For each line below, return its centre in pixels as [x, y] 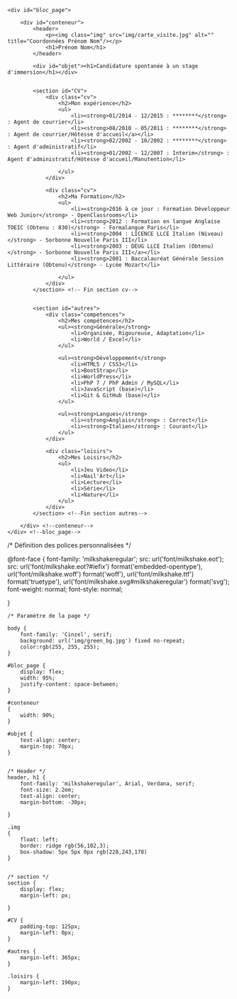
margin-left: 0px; [47, 933]
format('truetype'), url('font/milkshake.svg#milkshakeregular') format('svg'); [118, 582]
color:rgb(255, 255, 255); [60, 647]
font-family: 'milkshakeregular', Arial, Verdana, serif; [108, 784]
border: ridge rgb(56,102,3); [65, 846]
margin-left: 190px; [50, 983]
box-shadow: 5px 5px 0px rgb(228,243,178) [84, 852]
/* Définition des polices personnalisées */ [69, 545]
